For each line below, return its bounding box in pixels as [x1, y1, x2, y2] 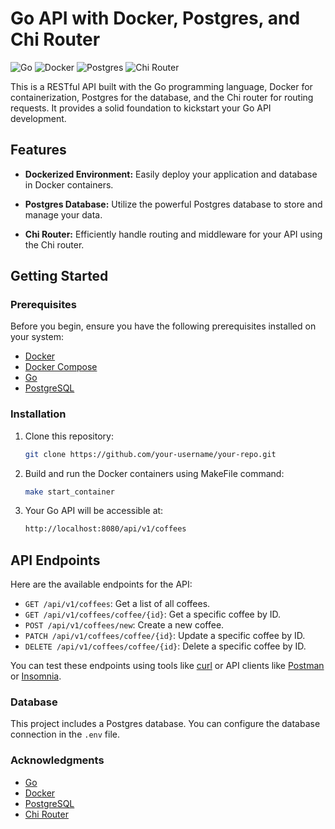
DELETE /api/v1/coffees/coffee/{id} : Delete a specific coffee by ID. [24, 640, 307, 652]
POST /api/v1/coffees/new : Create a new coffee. [24, 619, 225, 631]
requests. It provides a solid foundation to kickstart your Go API [10, 102, 272, 114]
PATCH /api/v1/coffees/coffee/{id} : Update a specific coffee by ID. [24, 630, 306, 642]
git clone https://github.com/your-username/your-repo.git [24, 449, 277, 459]
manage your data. [24, 208, 103, 221]
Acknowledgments [10, 753, 105, 767]
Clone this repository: [24, 430, 114, 442]
